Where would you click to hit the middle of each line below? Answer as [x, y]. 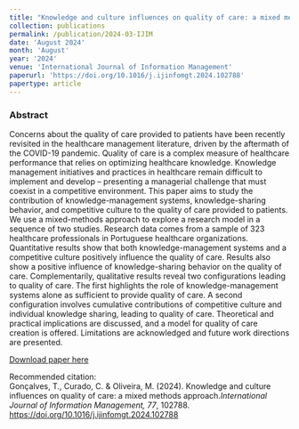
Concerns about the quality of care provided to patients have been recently [147, 134]
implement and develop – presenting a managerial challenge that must [138, 181]
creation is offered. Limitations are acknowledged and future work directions [149, 332]
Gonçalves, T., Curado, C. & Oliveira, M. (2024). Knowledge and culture [140, 386]
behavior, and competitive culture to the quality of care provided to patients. [149, 209]
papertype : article [45, 84]
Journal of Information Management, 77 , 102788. [100, 405]
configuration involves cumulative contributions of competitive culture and [145, 304]
